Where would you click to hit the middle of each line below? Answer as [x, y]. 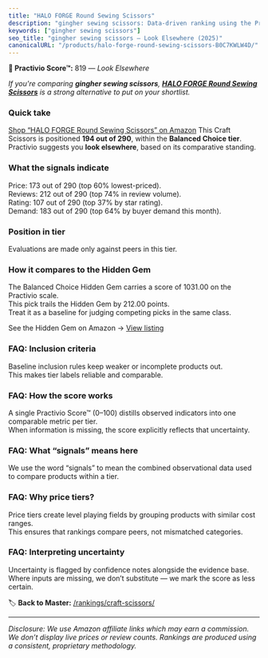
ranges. [21, 523]
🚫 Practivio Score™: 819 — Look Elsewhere [79, 68]
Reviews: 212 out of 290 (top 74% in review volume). [95, 193]
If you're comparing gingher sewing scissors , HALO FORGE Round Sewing [133, 84]
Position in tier [37, 231]
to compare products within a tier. [64, 477]
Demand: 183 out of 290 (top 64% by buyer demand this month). [115, 211]
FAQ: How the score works [61, 395]
